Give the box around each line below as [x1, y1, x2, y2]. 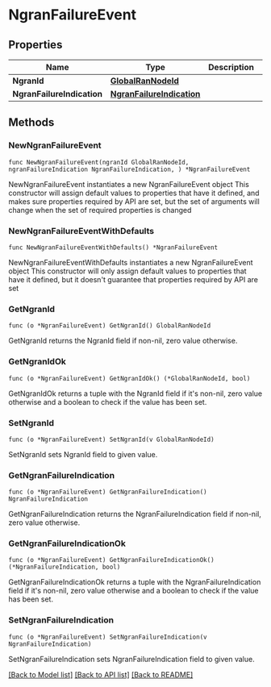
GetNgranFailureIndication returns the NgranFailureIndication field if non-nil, [8, 510, 262, 519]
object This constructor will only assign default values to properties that [8, 266, 248, 276]
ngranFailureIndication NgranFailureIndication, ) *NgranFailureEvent [8, 165, 251, 173]
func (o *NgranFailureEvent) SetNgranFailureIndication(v [8, 633, 207, 641]
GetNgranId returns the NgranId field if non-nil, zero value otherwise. [8, 336, 238, 346]
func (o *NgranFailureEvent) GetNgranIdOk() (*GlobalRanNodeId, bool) [8, 374, 251, 382]
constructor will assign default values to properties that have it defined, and [8, 188, 260, 198]
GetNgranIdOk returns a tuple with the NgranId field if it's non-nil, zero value [8, 389, 263, 398]
